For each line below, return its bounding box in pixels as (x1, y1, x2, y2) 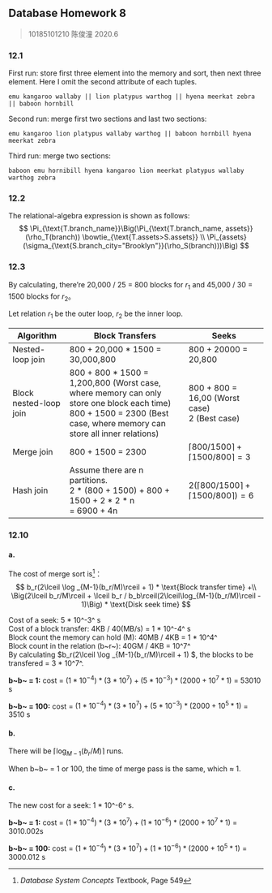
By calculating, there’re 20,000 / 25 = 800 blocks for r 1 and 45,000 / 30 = (8, 279, 253, 291)
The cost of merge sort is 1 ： (8, 567, 103, 579)
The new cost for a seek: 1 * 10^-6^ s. (8, 800, 134, 810)
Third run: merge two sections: (8, 151, 112, 161)
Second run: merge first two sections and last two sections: (8, 114, 207, 124)
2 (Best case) (188, 413, 240, 425)
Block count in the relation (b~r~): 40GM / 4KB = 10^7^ (8, 641, 191, 650)
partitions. (69, 475, 108, 486)
